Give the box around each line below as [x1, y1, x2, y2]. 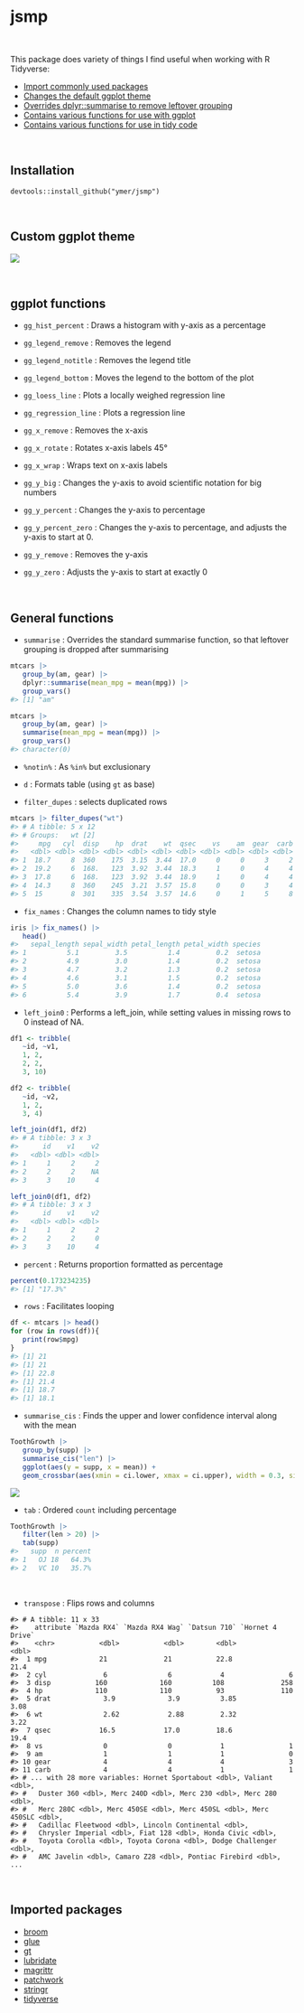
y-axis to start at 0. [23, 531, 94, 543]
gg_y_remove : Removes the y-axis [23, 549, 148, 560]
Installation [10, 163, 75, 178]
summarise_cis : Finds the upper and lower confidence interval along [23, 1410, 278, 1421]
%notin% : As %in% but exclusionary [23, 761, 152, 772]
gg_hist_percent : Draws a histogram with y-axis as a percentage [23, 320, 266, 331]
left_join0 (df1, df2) [10, 1192, 92, 1201]
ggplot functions [10, 295, 106, 311]
